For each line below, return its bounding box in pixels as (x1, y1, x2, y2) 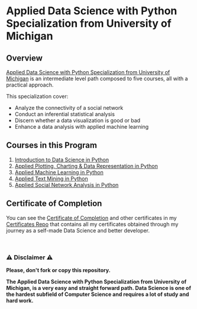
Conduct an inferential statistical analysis (14, 111, 115, 117)
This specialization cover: (6, 93, 69, 100)
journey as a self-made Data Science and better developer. (6, 227, 150, 234)
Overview (6, 53, 43, 63)
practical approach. (6, 81, 54, 88)
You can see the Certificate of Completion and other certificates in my (6, 214, 177, 221)
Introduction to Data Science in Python (14, 156, 109, 163)
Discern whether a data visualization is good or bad (14, 117, 141, 124)
